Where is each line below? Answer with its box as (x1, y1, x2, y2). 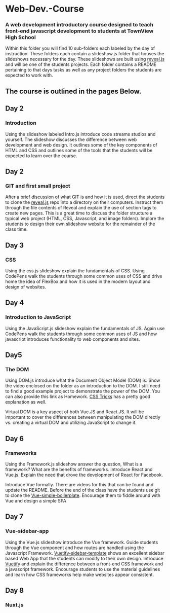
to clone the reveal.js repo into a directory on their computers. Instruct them (5, 199, 163, 205)
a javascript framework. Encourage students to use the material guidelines (5, 566, 160, 572)
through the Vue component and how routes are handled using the (5, 545, 144, 551)
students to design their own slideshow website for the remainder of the (5, 221, 155, 227)
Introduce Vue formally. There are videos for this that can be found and (5, 482, 154, 487)
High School (5, 34, 36, 41)
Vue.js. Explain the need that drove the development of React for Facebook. (5, 472, 163, 478)
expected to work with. (5, 72, 53, 79)
